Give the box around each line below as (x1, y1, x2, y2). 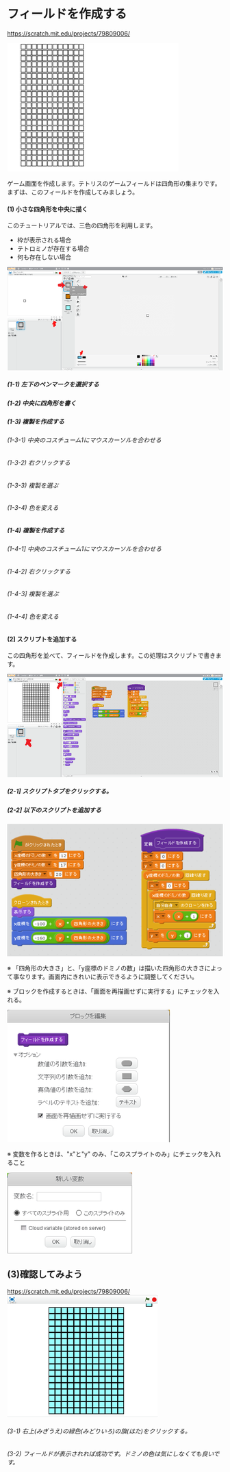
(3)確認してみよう (7, 1268, 83, 1280)
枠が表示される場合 (16, 236, 72, 244)
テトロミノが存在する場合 (16, 245, 90, 253)
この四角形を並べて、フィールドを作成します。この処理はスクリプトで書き (7, 652, 216, 660)
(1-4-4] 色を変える (7, 612, 60, 620)
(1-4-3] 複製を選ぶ (7, 590, 60, 598)
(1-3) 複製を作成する (7, 417, 65, 426)
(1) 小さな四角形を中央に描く (7, 205, 88, 213)
